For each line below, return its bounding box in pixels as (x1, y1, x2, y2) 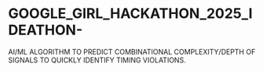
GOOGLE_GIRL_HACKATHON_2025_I (8, 5, 253, 23)
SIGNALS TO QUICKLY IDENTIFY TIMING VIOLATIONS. (8, 55, 186, 65)
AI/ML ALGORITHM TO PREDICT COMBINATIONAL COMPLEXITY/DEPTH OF (8, 47, 256, 56)
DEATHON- (8, 21, 83, 39)
